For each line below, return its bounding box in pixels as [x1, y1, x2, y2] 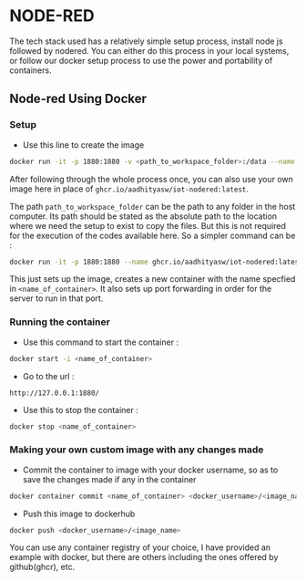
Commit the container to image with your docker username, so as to [22, 464, 279, 475]
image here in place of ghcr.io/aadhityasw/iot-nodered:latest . [9, 183, 249, 194]
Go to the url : [22, 370, 75, 381]
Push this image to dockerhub [22, 508, 136, 519]
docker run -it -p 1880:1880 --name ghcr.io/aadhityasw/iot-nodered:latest [9, 257, 303, 266]
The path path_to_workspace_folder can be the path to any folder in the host [9, 201, 296, 212]
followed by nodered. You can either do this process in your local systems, [9, 45, 290, 56]
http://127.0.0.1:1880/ [9, 389, 100, 398]
